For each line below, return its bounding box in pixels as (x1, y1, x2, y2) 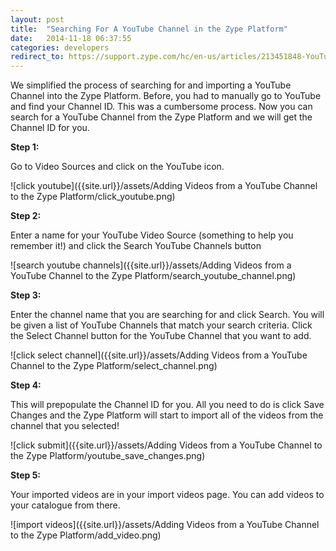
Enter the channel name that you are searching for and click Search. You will (10, 309, 325, 321)
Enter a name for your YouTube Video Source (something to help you (10, 229, 294, 241)
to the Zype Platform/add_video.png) (10, 529, 162, 541)
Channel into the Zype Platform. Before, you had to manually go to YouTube (10, 90, 322, 102)
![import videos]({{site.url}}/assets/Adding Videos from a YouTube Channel (10, 519, 320, 531)
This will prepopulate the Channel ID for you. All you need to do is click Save (10, 399, 325, 411)
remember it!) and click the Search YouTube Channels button (10, 240, 262, 252)
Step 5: (10, 469, 42, 481)
